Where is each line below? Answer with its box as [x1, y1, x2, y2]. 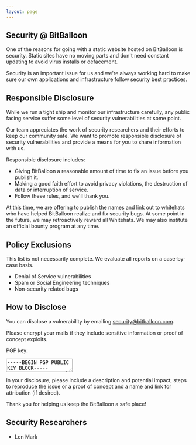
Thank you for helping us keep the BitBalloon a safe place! [6, 400, 146, 407]
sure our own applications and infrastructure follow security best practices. [6, 76, 188, 83]
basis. [19, 262, 34, 269]
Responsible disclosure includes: [6, 156, 85, 163]
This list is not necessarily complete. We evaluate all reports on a [6, 255, 163, 262]
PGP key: [6, 347, 28, 354]
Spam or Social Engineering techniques [14, 279, 110, 286]
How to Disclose [6, 302, 67, 312]
